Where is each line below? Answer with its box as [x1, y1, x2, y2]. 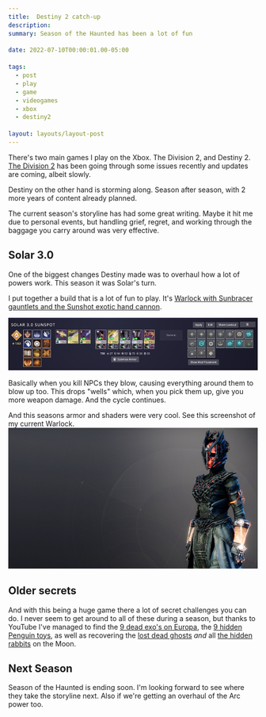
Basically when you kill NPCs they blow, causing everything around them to [8, 378, 254, 388]
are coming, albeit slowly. [8, 169, 91, 178]
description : [8, 21, 51, 29]
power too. [8, 700, 44, 709]
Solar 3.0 [8, 248, 54, 262]
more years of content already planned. [8, 193, 137, 202]
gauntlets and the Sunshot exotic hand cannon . [8, 301, 162, 311]
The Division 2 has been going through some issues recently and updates [8, 161, 249, 171]
